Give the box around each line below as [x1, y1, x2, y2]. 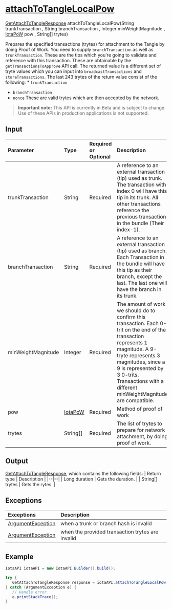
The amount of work [117, 300, 166, 307]
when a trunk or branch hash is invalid [60, 520, 152, 527]
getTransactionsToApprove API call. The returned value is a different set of [5, 63, 161, 69]
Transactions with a [117, 377, 164, 384]
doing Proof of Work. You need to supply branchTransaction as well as [5, 46, 154, 52]
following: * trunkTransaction [5, 79, 68, 85]
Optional [89, 153, 111, 160]
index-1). [117, 226, 140, 233]
